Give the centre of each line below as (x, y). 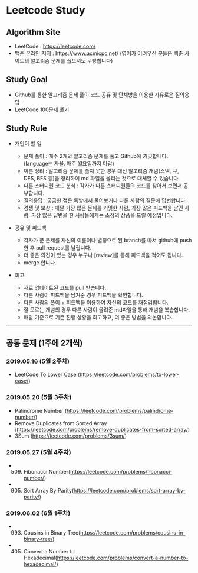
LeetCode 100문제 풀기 (42, 109)
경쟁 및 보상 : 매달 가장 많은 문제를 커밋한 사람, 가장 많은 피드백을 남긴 (103, 208)
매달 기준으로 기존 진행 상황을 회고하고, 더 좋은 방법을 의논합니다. (98, 317)
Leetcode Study (46, 10)
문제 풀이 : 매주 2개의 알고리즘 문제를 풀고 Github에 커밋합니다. (96, 156)
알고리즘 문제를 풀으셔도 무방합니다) (72, 61)
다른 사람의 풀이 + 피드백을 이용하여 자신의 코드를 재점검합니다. (96, 302)
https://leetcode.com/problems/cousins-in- (133, 533)
